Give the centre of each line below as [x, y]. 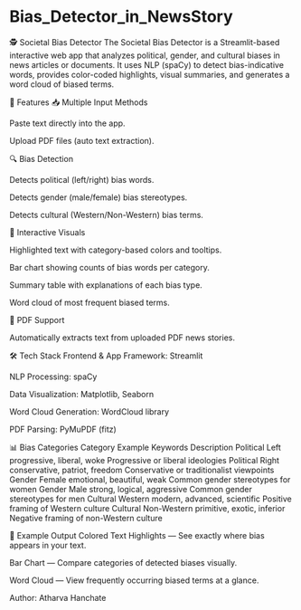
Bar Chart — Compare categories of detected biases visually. [123, 562]
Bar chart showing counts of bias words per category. [110, 267]
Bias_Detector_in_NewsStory [121, 17]
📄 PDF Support [37, 319]
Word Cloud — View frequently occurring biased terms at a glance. [134, 580]
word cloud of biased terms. [62, 84]
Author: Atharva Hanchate [58, 597]
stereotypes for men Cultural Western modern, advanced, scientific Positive [150, 499]
